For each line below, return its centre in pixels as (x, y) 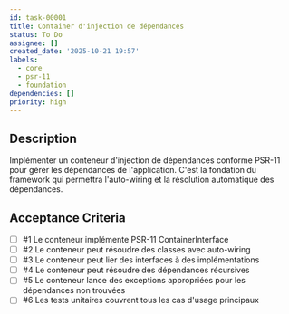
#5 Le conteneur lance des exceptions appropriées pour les (134, 281)
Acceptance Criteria (67, 218)
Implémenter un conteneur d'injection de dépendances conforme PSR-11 (145, 160)
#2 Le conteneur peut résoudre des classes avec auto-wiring (136, 250)
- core (30, 69)
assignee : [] (34, 43)
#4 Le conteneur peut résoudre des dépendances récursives (136, 270)
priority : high (38, 102)
